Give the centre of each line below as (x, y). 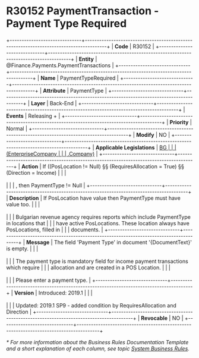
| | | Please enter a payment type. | (48, 280)
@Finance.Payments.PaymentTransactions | (60, 65)
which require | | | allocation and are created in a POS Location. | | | (88, 267)
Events (15, 116)
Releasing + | (44, 116)
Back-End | (63, 103)
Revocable (154, 318)
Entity (86, 59)
